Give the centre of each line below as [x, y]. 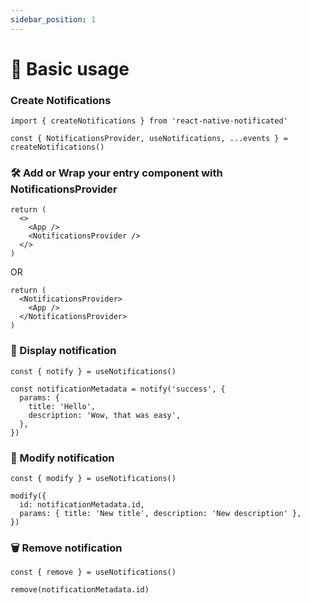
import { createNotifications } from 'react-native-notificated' [149, 121]
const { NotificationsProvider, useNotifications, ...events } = [149, 139]
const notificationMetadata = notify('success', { [118, 389]
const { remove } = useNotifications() [93, 572]
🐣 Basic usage [70, 68]
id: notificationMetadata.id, [82, 505]
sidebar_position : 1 [53, 19]
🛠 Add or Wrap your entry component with [116, 173]
